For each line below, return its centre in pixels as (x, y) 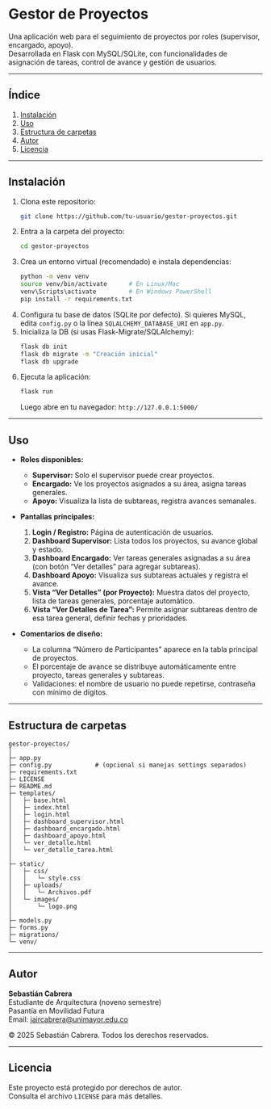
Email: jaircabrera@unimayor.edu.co (69, 1019)
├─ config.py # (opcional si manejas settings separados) (128, 765)
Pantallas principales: (57, 517)
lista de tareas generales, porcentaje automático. (113, 601)
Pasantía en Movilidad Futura (56, 1010)
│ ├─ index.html (39, 807)
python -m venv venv (54, 277)
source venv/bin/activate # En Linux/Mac (100, 284)
